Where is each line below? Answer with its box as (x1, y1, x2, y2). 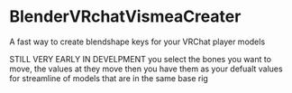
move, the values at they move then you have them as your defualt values (9, 63, 283, 74)
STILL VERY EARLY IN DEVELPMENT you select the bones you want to (9, 53, 272, 64)
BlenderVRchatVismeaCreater (9, 6, 242, 27)
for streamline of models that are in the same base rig (9, 72, 209, 83)
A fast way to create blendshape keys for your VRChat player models (9, 36, 266, 47)
